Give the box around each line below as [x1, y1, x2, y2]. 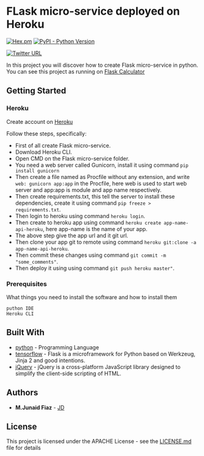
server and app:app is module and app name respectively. [15, 186, 162, 194]
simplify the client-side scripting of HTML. [15, 370, 122, 377]
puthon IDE [6, 305, 34, 311]
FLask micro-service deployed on [6, 4, 180, 18]
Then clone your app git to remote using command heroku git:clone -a [15, 238, 197, 246]
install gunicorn [15, 167, 60, 174]
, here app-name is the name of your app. [42, 225, 148, 232]
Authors [6, 387, 38, 398]
